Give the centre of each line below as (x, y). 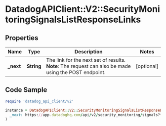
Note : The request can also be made (88, 66)
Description (88, 52)
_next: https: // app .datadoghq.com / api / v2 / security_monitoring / (76, 115)
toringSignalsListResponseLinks (73, 20)
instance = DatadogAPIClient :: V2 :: (42, 110)
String (34, 66)
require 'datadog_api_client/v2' (40, 101)
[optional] (147, 66)
